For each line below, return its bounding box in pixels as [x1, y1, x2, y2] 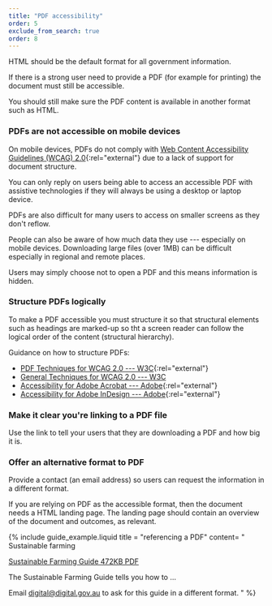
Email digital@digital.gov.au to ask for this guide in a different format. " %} [8, 588, 257, 598]
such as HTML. [8, 105, 59, 115]
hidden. [8, 276, 34, 286]
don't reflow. [8, 218, 51, 228]
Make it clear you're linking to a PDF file [8, 409, 168, 420]
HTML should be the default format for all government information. [8, 57, 231, 67]
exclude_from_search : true [8, 27, 100, 35]
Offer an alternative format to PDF [8, 457, 145, 468]
